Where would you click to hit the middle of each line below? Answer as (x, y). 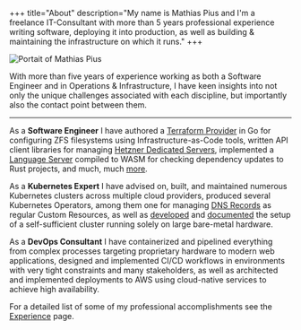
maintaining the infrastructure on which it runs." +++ (106, 41)
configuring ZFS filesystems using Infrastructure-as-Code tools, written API (149, 140)
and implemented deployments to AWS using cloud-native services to (138, 280)
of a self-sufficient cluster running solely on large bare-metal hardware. (141, 224)
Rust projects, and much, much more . (78, 169)
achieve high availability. (55, 289)
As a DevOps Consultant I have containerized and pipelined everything (141, 242)
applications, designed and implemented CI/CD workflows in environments (147, 261)
